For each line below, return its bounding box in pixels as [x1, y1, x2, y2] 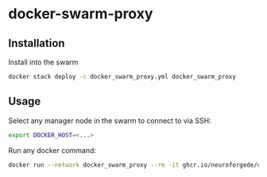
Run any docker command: [8, 145, 97, 155]
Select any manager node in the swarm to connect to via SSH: [8, 116, 212, 125]
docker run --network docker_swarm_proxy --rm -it [8, 160, 180, 169]
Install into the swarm [8, 57, 79, 67]
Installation [8, 37, 65, 50]
